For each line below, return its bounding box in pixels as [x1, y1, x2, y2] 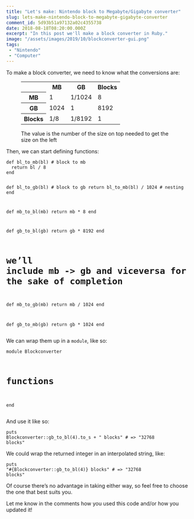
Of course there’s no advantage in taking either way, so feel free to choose [6, 482, 188, 489]
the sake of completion [6, 276, 123, 287]
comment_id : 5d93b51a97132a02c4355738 [6, 20, 102, 25]
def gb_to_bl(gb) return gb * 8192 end [6, 228, 105, 234]
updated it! [6, 506, 33, 513]
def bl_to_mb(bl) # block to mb [6, 159, 86, 166]
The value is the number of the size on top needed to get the [21, 130, 169, 137]
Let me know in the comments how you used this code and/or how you [6, 499, 179, 507]
